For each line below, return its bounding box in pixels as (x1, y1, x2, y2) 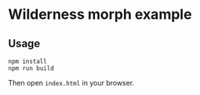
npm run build (8, 64, 55, 72)
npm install (8, 57, 47, 65)
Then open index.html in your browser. (8, 79, 135, 87)
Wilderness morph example (8, 5, 192, 24)
